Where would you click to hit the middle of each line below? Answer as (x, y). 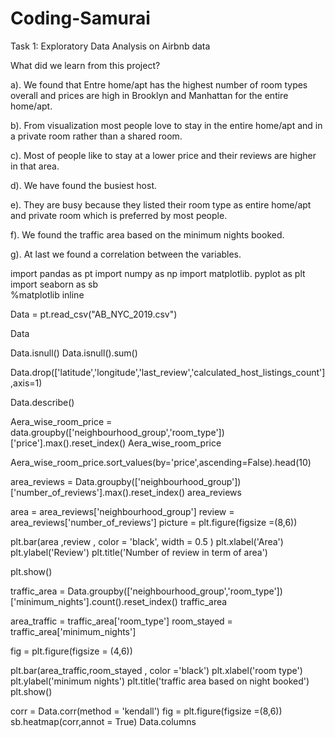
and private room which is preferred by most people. (119, 215)
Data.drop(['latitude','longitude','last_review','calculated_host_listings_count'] (168, 372)
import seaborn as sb (54, 284)
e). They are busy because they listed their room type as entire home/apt (161, 204)
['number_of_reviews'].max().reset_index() (98, 492)
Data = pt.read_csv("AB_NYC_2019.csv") (94, 314)
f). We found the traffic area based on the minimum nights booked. (147, 234)
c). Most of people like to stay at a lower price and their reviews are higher (163, 155)
